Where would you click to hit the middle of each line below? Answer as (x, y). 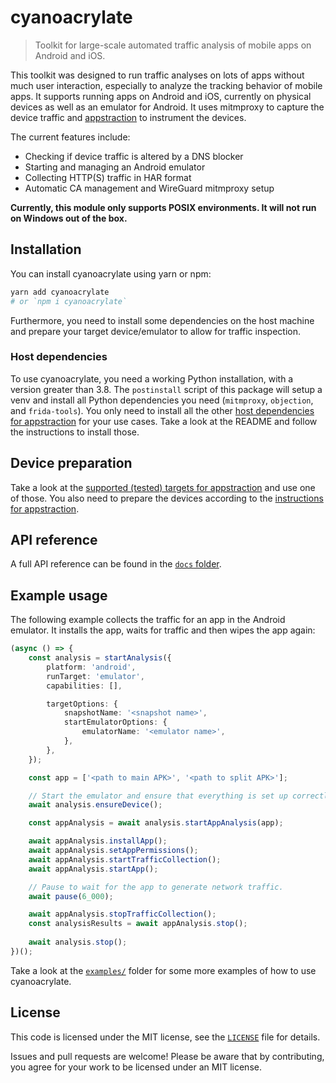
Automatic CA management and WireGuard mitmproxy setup (149, 188)
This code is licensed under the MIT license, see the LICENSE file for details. (165, 1037)
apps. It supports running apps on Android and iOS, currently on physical (161, 96)
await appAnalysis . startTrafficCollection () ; (125, 859)
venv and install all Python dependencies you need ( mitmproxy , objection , (162, 400)
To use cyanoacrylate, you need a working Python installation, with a (152, 378)
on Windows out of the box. (69, 218)
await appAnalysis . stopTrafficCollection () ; (122, 914)
